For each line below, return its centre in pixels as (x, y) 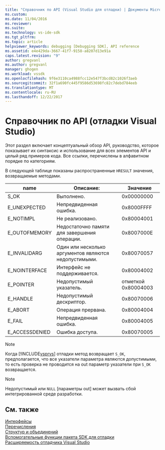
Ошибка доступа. (77, 332)
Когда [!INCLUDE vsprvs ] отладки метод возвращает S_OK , (65, 354)
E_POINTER (21, 285)
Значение (139, 188)
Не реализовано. (77, 219)
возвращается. (21, 370)
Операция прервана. (81, 310)
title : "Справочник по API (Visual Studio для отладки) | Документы (77, 10)
